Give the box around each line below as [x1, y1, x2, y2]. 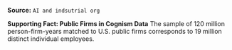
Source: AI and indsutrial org [7, 6, 100, 14]
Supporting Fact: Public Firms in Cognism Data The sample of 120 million [7, 20, 226, 27]
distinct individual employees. [7, 35, 95, 43]
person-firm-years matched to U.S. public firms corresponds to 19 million [7, 27, 222, 35]
